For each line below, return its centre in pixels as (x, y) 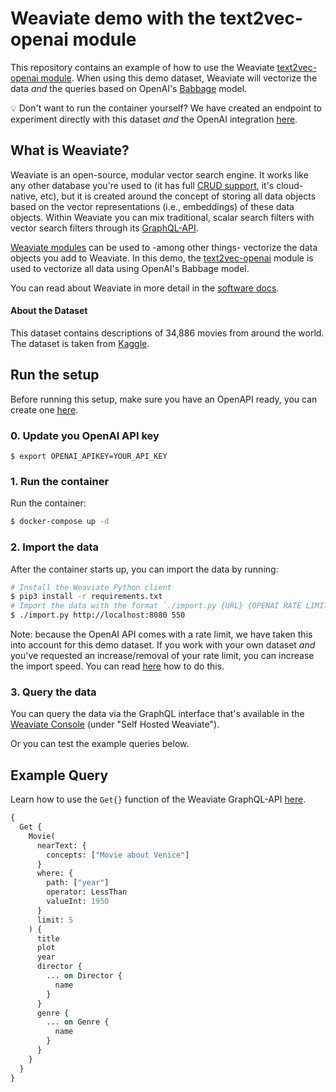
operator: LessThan (87, 892)
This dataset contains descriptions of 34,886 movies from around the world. (167, 333)
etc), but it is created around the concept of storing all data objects (178, 196)
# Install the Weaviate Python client (91, 587)
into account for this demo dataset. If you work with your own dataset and (163, 645)
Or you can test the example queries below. (100, 744)
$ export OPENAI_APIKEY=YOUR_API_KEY (89, 457)
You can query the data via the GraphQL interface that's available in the (157, 714)
